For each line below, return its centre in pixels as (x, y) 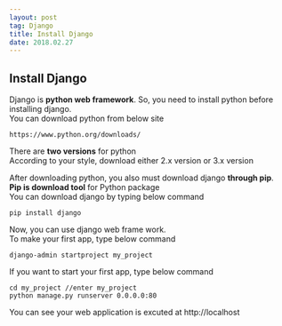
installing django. (40, 109)
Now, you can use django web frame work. (88, 230)
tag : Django (31, 26)
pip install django (45, 213)
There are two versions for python (73, 151)
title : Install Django (51, 34)
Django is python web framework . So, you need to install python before (141, 99)
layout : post (33, 17)
